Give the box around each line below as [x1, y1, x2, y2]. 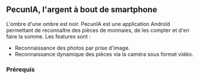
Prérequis [6, 65, 35, 73]
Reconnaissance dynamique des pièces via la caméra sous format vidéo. [14, 50, 194, 58]
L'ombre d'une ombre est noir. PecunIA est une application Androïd [6, 20, 170, 27]
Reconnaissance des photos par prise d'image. [14, 44, 131, 51]
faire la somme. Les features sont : [6, 32, 91, 40]
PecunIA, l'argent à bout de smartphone [6, 5, 157, 15]
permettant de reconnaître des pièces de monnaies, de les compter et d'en [6, 27, 189, 34]
